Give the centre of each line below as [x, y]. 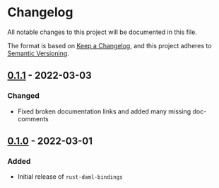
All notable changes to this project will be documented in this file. [102, 32]
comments [33, 118]
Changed [24, 96]
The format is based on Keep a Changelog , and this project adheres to [109, 45]
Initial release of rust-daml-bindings [70, 177]
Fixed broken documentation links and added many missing [104, 111]
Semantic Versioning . [38, 53]
